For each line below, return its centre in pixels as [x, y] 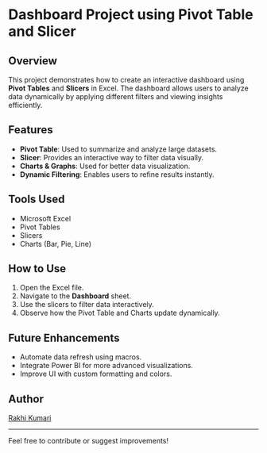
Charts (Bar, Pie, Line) [56, 244]
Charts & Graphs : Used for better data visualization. [105, 166]
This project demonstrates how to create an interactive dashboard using [126, 80]
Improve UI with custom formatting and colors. [96, 374]
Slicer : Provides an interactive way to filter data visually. [112, 157]
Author [26, 399]
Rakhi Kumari [30, 418]
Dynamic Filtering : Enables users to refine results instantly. [117, 174]
